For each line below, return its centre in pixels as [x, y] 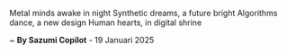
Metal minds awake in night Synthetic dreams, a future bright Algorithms [143, 13]
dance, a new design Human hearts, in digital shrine [106, 22]
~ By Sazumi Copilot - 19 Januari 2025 [82, 40]
